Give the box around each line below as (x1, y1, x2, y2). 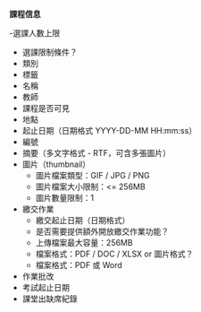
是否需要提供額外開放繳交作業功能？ (35, 226, 170, 237)
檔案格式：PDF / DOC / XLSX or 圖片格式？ (35, 248, 194, 259)
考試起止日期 (21, 282, 70, 292)
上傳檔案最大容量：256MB (35, 238, 133, 247)
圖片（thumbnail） (21, 159, 91, 169)
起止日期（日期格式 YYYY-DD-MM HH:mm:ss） (21, 126, 197, 135)
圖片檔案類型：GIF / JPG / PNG (35, 170, 150, 180)
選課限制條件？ (21, 47, 78, 57)
